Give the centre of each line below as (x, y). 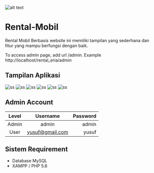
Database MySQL (30, 161)
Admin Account (29, 102)
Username (47, 116)
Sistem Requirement (36, 149)
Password (85, 116)
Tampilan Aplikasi (33, 75)
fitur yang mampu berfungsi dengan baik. (47, 46)
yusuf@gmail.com (48, 132)
